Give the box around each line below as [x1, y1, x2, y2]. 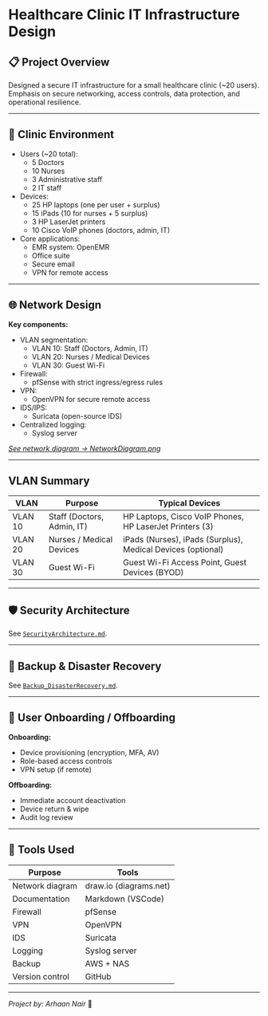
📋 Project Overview [8, 55, 110, 69]
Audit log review [19, 812, 74, 822]
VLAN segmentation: [19, 335, 89, 345]
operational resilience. [8, 97, 81, 107]
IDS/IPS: [19, 403, 48, 412]
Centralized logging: [19, 419, 87, 429]
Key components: [8, 319, 69, 329]
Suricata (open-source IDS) [31, 411, 123, 420]
